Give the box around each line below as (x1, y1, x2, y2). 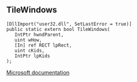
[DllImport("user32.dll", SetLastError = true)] (6, 21, 132, 27)
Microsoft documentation (6, 69, 70, 76)
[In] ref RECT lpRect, (14, 42, 72, 48)
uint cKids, (14, 47, 45, 53)
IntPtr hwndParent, (14, 32, 64, 38)
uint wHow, (14, 36, 43, 43)
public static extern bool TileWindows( (6, 26, 111, 32)
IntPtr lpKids (14, 53, 51, 59)
